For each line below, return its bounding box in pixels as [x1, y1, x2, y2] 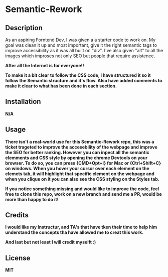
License [5, 253, 31, 262]
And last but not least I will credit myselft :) [5, 239, 96, 245]
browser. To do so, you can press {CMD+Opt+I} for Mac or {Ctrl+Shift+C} [5, 160, 161, 166]
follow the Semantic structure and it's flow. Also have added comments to [5, 78, 162, 83]
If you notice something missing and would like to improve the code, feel [5, 186, 159, 192]
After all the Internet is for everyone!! [5, 63, 84, 68]
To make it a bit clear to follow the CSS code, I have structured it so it [5, 72, 151, 78]
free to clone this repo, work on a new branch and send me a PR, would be [5, 191, 162, 197]
